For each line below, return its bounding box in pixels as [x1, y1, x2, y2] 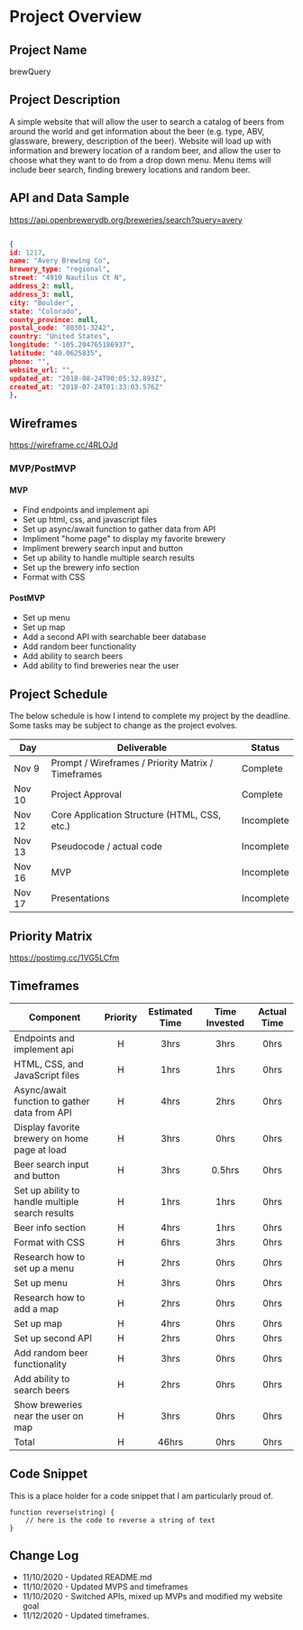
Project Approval [50, 788, 122, 801]
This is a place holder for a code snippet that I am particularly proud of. [9, 1490, 273, 1501]
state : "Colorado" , [9, 307, 83, 316]
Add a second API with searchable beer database [22, 632, 207, 643]
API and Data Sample [9, 190, 130, 206]
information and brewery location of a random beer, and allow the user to [9, 144, 281, 155]
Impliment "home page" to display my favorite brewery [22, 533, 226, 544]
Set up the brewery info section [22, 562, 140, 573]
